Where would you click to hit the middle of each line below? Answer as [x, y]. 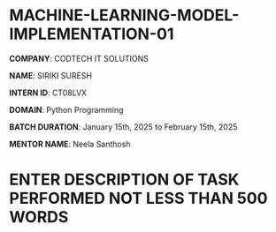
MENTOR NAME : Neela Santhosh [70, 144]
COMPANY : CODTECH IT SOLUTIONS [79, 58]
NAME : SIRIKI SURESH [51, 75]
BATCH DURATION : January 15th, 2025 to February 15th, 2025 [123, 127]
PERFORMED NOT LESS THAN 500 [138, 198]
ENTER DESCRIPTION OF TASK [124, 180]
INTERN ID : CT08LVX [48, 93]
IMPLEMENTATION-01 [92, 34]
